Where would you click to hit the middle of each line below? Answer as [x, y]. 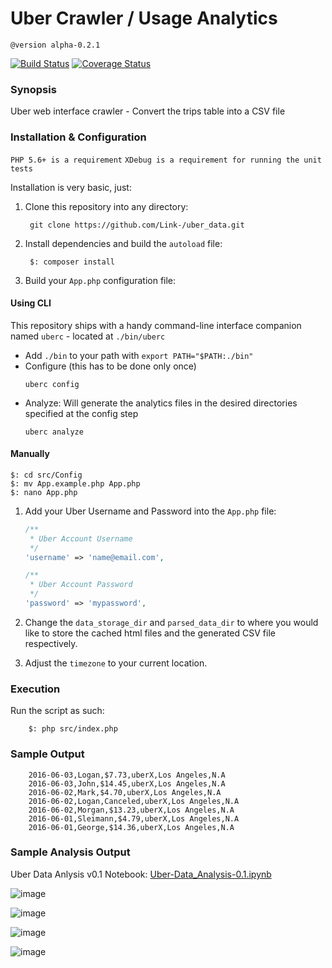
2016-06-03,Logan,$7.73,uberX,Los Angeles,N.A [127, 775]
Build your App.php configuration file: [100, 280]
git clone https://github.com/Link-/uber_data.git [137, 225]
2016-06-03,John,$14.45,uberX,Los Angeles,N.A [127, 783]
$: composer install [72, 262]
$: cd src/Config [46, 475]
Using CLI [31, 303]
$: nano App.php [44, 492]
